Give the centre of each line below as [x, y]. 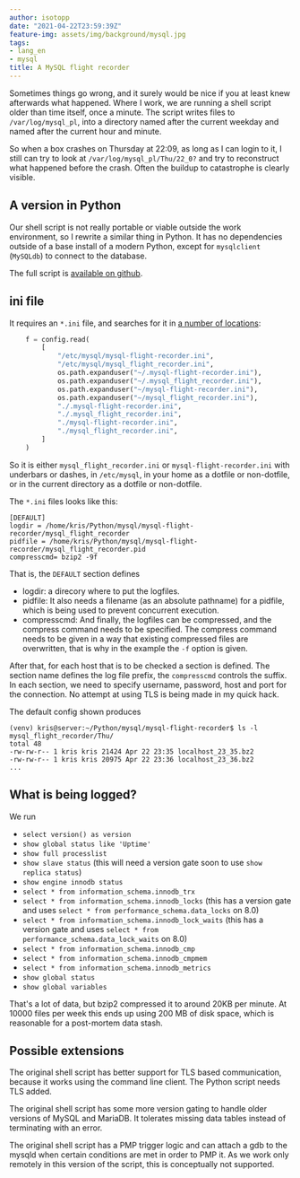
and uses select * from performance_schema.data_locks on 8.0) [141, 910]
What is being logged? [73, 795]
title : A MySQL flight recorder [69, 68]
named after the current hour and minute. [86, 131]
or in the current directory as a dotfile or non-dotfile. [106, 484]
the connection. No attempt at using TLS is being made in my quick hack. [144, 694]
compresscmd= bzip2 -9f [54, 557]
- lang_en [28, 51]
